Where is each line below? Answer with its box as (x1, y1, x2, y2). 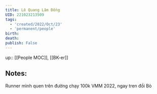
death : (5, 36, 19, 41)
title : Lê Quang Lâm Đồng (5, 7, 60, 13)
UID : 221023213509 (5, 12, 44, 17)
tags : (5, 17, 17, 22)
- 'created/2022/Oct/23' (10, 21, 62, 27)
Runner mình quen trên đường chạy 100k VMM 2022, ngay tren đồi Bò (5, 82, 152, 89)
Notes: (5, 69, 27, 78)
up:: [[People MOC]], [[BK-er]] (5, 54, 69, 60)
